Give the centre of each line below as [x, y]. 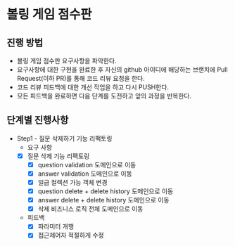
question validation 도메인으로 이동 [87, 164]
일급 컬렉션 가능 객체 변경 [72, 182]
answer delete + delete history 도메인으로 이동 [103, 200]
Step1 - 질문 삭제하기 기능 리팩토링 [64, 138]
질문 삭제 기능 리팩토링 [58, 156]
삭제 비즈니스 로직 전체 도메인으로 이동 [90, 209]
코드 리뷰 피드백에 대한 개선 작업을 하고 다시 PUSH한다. [93, 87]
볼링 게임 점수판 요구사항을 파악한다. [66, 61]
